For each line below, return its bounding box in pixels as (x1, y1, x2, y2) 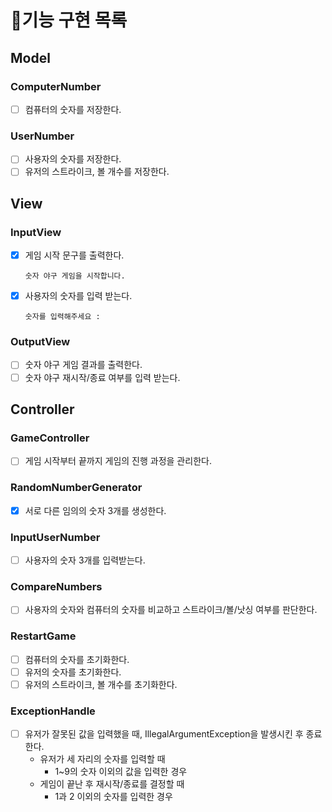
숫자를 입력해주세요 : (24, 312, 101, 322)
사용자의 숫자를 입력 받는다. (24, 290, 133, 302)
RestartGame (10, 629, 77, 643)
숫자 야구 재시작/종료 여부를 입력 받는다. (24, 371, 181, 383)
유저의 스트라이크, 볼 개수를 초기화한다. (24, 678, 178, 690)
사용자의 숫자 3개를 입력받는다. (24, 554, 146, 566)
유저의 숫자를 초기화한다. (24, 666, 122, 678)
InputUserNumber (10, 530, 101, 544)
